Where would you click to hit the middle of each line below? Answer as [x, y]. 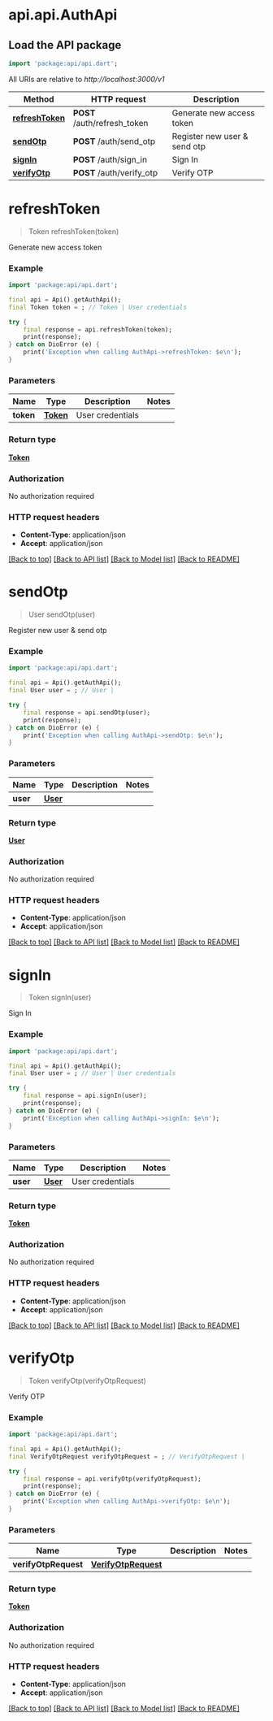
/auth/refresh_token [110, 123]
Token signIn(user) [60, 998]
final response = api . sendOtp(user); [87, 713]
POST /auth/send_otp [114, 141]
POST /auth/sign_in [110, 159]
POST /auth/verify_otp [115, 172]
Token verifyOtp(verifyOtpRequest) [87, 1381]
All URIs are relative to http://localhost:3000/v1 [87, 79]
